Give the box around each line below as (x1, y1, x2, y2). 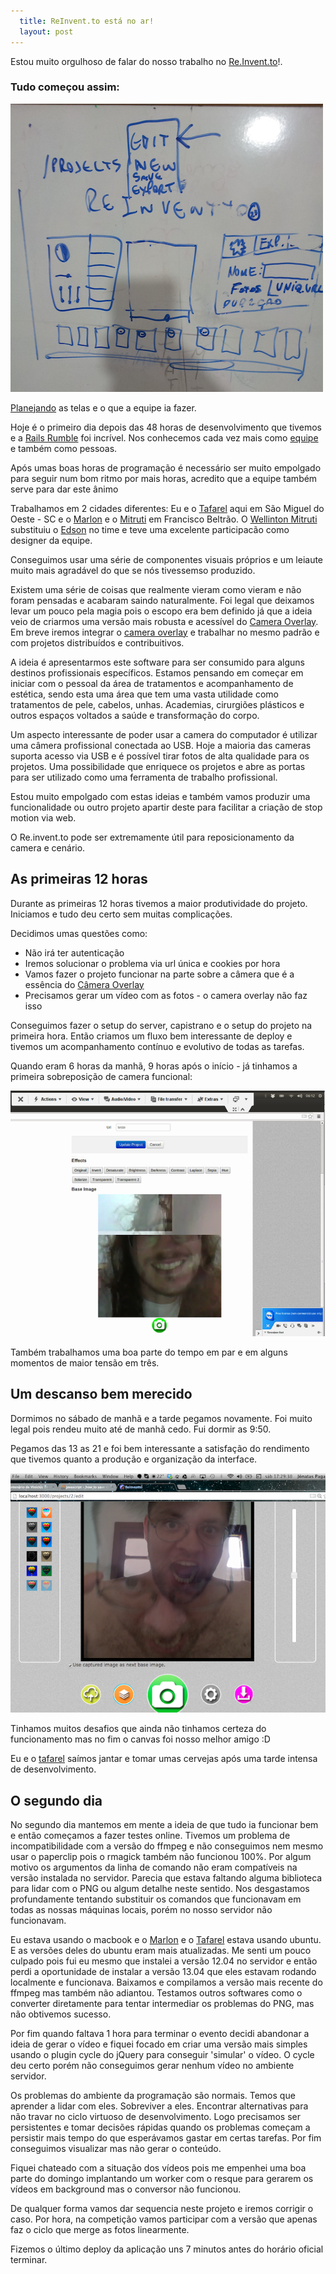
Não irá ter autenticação (24, 946, 125, 959)
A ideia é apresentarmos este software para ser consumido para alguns (10, 656, 305, 668)
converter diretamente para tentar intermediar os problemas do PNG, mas (10, 1998, 315, 2010)
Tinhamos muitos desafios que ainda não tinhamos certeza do (10, 1723, 267, 1735)
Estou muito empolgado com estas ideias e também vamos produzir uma (10, 790, 311, 802)
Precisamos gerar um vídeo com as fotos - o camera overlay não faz (24, 989, 308, 1001)
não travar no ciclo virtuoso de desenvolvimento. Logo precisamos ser (10, 2111, 301, 2123)
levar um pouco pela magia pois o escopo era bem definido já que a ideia (10, 605, 313, 617)
